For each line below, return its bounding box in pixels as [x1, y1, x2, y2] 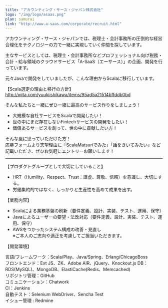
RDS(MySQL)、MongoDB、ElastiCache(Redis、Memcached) [5, 267, 131, 273]
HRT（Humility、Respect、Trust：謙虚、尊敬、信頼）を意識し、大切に [12, 174, 158, 180]
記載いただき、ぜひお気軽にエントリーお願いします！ [5, 148, 115, 154]
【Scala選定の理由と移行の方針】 [5, 86, 74, 92]
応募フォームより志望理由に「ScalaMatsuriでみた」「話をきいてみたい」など [5, 142, 161, 148]
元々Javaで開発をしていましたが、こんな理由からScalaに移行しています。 [5, 75, 157, 81]
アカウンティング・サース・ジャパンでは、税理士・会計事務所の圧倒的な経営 [5, 35, 162, 41]
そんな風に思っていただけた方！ [5, 136, 71, 142]
